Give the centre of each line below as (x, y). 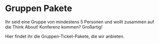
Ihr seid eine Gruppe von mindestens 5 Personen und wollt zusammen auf (79, 22)
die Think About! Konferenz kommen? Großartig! (54, 27)
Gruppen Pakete (39, 8)
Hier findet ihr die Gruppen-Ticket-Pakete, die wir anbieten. (65, 36)
